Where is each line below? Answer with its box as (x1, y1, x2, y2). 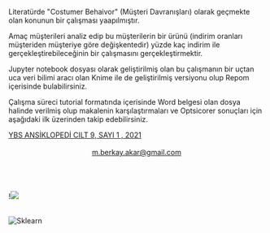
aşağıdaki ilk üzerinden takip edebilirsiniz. (8, 114, 149, 124)
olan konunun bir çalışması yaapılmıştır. (8, 15, 140, 25)
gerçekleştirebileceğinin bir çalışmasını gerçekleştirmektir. (8, 49, 203, 58)
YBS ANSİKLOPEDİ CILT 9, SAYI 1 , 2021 (8, 130, 142, 140)
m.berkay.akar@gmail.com (92, 148, 181, 157)
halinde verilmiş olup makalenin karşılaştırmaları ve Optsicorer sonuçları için (8, 106, 263, 115)
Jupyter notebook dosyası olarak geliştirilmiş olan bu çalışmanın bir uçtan (8, 64, 255, 74)
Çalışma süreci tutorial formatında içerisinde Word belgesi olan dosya (8, 97, 242, 106)
